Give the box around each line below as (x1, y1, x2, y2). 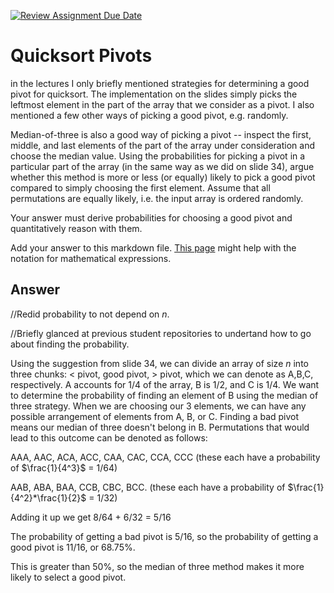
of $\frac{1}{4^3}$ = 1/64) (10, 461, 118, 474)
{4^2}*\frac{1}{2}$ (10, 491, 87, 504)
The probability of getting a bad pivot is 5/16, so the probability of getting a (10, 530, 319, 542)
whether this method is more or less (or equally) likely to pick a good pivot (10, 171, 316, 183)
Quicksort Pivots (10, 45, 153, 67)
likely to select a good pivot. (10, 571, 127, 583)
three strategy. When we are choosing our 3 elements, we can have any (10, 400, 307, 412)
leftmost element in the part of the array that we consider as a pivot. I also (10, 98, 315, 110)
